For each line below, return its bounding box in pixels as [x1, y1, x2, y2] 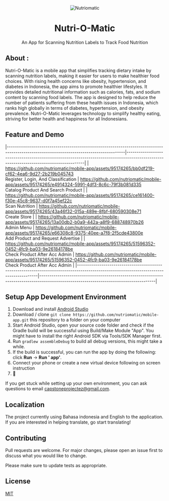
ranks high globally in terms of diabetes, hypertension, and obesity [5, 105, 144, 111]
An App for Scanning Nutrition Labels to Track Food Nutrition [21, 39, 148, 45]
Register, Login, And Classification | [5, 176, 79, 182]
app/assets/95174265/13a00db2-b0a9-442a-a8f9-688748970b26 [5, 219, 144, 225]
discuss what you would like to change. [5, 452, 87, 459]
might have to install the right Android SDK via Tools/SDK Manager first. [12, 333, 162, 339]
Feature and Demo [5, 130, 65, 139]
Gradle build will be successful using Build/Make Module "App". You [12, 328, 154, 334]
